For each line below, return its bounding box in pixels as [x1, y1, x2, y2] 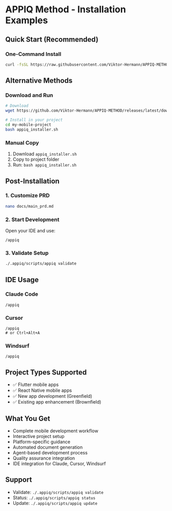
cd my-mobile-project [5, 122, 52, 127]
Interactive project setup [12, 433, 65, 440]
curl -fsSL [5, 62, 29, 67]
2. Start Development [5, 216, 60, 223]
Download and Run [5, 92, 54, 99]
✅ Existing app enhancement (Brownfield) [12, 399, 101, 405]
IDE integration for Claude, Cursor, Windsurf [12, 461, 106, 467]
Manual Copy [5, 139, 39, 146]
